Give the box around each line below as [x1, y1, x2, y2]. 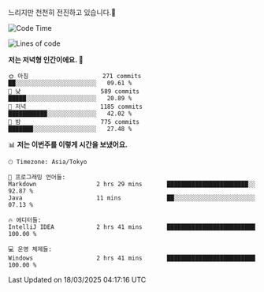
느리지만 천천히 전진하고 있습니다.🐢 [8, 8, 117, 17]
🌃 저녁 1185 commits [8, 103, 143, 110]
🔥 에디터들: [8, 216, 42, 224]
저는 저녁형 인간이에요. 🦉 [8, 55, 84, 64]
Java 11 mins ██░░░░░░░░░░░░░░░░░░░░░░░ [8, 194, 256, 202]
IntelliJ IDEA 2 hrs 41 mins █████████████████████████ [8, 223, 256, 231]
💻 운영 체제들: [8, 245, 53, 253]
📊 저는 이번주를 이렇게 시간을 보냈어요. [8, 140, 128, 149]
